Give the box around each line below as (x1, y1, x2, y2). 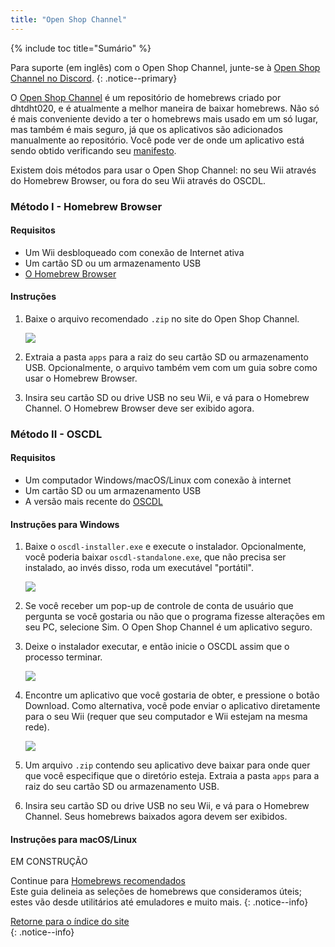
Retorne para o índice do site (10, 916, 130, 928)
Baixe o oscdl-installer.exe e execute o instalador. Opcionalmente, (24, 541, 307, 553)
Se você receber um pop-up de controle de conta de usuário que (24, 600, 294, 612)
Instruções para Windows (10, 518, 120, 530)
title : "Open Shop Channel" (10, 14, 128, 25)
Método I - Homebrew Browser (10, 199, 163, 213)
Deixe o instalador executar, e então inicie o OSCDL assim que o (24, 641, 290, 653)
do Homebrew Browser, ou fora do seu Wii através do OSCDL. (10, 174, 267, 186)
